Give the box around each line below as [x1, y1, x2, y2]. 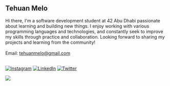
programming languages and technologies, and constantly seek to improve [5, 28, 163, 35]
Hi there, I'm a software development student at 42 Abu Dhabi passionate [5, 17, 160, 23]
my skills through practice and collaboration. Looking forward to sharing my [5, 34, 165, 40]
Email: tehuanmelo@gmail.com [5, 50, 71, 56]
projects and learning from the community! [5, 39, 96, 45]
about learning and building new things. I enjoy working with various [5, 23, 150, 29]
